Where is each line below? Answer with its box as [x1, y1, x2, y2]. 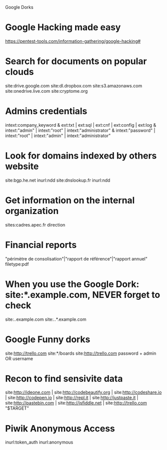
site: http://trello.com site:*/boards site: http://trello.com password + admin [5, 350, 157, 356]
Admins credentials [5, 106, 87, 117]
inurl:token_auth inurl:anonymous [5, 439, 74, 446]
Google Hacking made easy [5, 22, 121, 33]
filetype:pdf [5, 261, 29, 267]
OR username [5, 355, 33, 361]
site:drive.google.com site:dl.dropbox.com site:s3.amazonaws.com [5, 82, 143, 89]
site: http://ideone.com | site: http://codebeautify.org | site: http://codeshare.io [5, 389, 162, 396]
